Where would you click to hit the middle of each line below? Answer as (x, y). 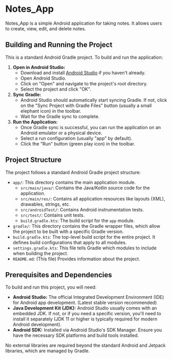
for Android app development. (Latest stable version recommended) (85, 303)
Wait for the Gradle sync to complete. (60, 116)
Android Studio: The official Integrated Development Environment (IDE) (88, 297)
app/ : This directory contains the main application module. (74, 182)
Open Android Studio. (43, 78)
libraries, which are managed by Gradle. (47, 351)
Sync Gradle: (27, 94)
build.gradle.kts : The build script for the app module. (78, 220)
